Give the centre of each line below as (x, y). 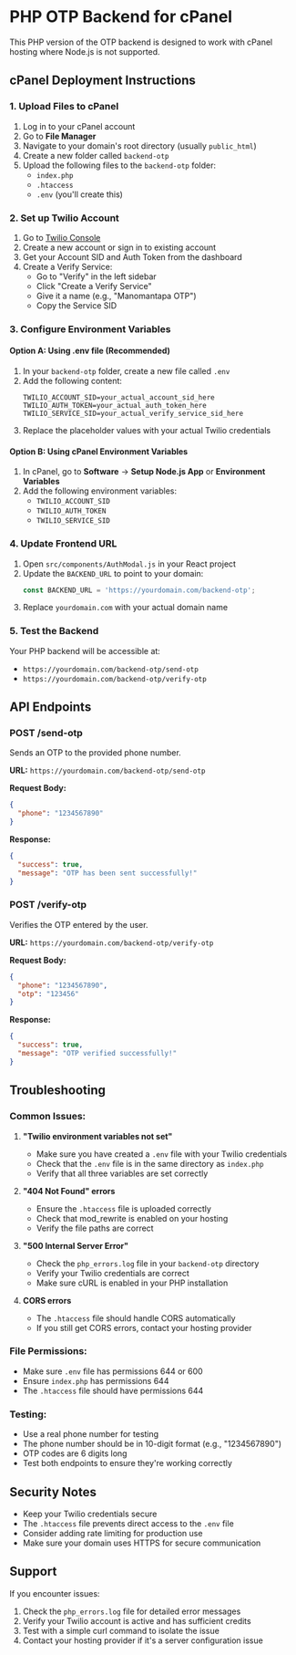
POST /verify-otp (48, 905)
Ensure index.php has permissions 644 (96, 1380)
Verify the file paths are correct (95, 1228)
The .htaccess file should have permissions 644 (113, 1390)
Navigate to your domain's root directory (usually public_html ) (139, 146)
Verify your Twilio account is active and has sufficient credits (137, 1620)
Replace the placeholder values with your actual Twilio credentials (147, 431)
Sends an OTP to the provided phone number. (96, 753)
